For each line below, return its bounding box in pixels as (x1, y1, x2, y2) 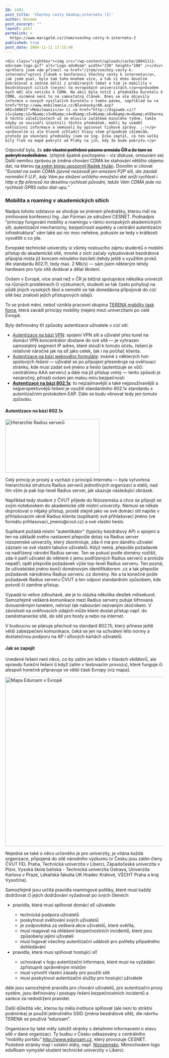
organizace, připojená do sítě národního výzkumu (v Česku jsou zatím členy (5, 856, 162, 862)
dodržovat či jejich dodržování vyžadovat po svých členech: (5, 892, 130, 898)
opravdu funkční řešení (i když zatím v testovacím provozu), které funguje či (5, 662, 163, 668)
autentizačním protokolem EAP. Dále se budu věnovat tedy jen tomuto (12, 391, 157, 397)
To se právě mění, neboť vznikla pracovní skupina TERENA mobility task (5, 302, 154, 308)
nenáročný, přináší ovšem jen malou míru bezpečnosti (12, 375, 125, 381)
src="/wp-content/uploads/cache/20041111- (66, 58, 156, 63)
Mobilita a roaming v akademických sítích (5, 197, 109, 204)
